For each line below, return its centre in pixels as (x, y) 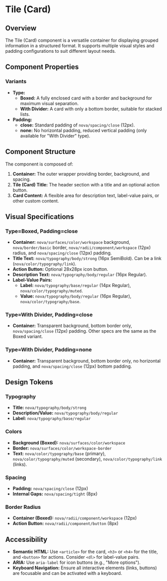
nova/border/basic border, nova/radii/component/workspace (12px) (81, 248)
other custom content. (36, 201)
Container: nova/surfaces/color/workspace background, (71, 242)
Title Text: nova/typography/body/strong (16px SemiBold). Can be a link (87, 259)
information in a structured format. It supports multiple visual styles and (80, 46)
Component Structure (40, 152)
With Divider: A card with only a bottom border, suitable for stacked (91, 109)
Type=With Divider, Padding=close (49, 315)
